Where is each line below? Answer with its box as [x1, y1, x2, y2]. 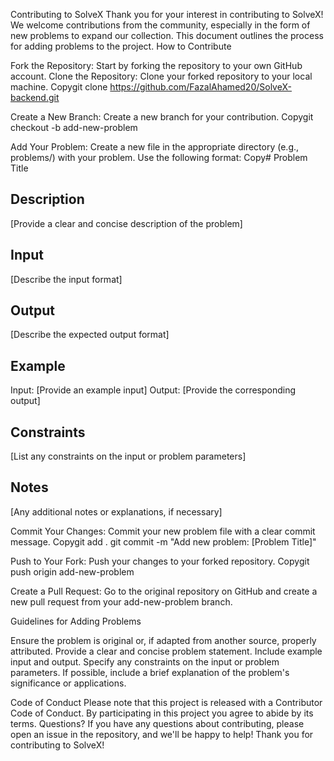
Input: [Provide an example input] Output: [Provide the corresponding [10, 384, 297, 396]
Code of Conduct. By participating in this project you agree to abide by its [10, 707, 314, 719]
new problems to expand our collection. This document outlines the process [10, 30, 324, 41]
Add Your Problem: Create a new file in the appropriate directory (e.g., [10, 141, 300, 153]
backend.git [10, 92, 60, 103]
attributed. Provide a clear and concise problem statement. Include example [10, 645, 323, 657]
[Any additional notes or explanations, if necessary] [10, 505, 223, 518]
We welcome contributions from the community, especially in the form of [10, 19, 311, 31]
